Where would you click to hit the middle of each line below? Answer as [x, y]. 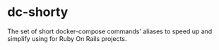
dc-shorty [38, 12]
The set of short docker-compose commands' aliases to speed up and [110, 31]
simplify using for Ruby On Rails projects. [67, 38]
